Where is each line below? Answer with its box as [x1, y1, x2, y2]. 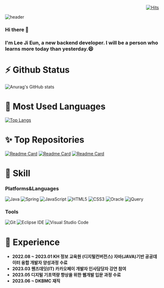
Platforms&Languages [5, 185, 60, 192]
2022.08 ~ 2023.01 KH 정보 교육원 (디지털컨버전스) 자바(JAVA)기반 [12, 254, 144, 260]
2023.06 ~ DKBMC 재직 [12, 278, 61, 284]
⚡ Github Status [5, 64, 70, 76]
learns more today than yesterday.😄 [5, 45, 94, 52]
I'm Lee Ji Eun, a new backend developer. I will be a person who [5, 39, 159, 46]
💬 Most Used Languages [5, 101, 106, 112]
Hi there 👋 [5, 26, 29, 33]
